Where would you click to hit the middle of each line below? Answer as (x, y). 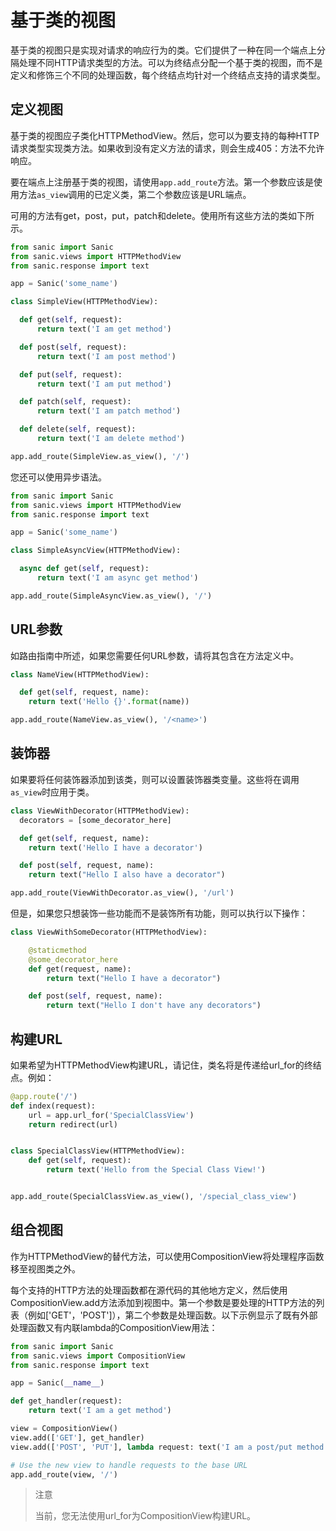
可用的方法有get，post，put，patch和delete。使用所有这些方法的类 (149, 215)
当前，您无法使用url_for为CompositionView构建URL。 (145, 1516)
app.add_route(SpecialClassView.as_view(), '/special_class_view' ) (154, 1197)
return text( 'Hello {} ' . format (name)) (109, 702)
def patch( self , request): (75, 402)
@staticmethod (57, 950)
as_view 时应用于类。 (52, 792)
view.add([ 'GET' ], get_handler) (77, 1437)
